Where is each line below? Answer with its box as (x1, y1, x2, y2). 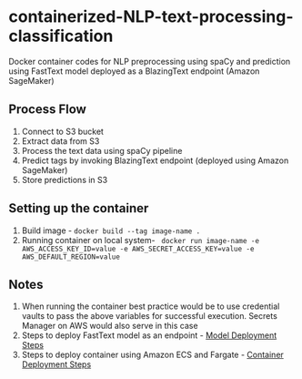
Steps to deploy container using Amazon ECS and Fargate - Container (21, 349, 284, 361)
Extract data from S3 (21, 135, 100, 147)
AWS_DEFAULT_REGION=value (21, 252, 120, 261)
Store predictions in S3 (21, 174, 108, 185)
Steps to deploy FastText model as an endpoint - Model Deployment (21, 330, 277, 341)
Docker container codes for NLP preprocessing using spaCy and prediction (8, 56, 291, 67)
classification (8, 26, 114, 46)
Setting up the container (8, 200, 149, 216)
